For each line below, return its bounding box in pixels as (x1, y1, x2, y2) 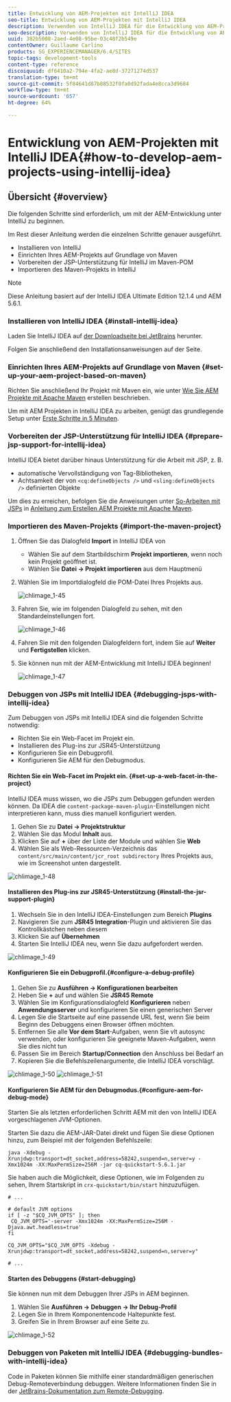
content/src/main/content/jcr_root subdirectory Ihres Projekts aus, (17, 852, 213, 860)
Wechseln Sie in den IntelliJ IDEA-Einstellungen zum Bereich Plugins (17, 910, 212, 918)
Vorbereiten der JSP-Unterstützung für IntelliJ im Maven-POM (17, 258, 194, 266)
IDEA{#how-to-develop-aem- (49, 150, 223, 165)
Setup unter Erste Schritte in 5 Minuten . (8, 414, 119, 423)
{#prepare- (184, 432, 223, 441)
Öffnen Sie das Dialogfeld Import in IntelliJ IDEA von (17, 537, 166, 546)
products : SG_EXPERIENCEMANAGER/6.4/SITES (8, 49, 131, 56)
